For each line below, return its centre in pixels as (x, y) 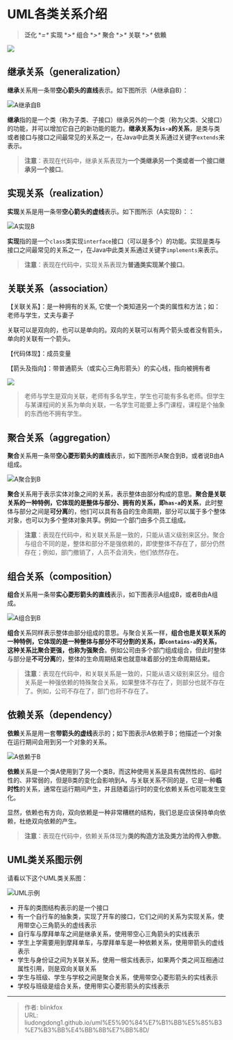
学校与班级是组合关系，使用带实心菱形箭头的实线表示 (93, 986)
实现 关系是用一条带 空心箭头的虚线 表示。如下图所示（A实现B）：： (101, 211)
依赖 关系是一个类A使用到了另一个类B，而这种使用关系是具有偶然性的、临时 (114, 771)
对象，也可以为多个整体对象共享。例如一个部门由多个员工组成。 (98, 520)
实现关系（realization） (58, 193)
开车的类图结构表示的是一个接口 (63, 907)
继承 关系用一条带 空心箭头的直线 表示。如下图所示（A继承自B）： (98, 90)
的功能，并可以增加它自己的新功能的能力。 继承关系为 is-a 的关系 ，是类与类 (114, 128)
